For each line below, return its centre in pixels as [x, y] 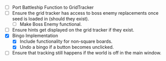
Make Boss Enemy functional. [51, 24]
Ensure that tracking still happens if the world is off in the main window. [87, 53]
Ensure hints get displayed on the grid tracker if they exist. [73, 30]
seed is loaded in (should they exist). [51, 19]
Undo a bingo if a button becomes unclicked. [67, 47]
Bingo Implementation [35, 36]
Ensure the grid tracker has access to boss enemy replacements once [85, 13]
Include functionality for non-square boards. [66, 41]
